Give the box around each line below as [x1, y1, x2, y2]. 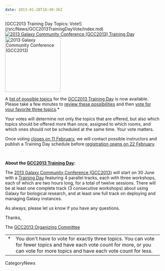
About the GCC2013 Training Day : [5, 160, 76, 166]
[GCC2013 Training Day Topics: [5, 21, 69, 27]
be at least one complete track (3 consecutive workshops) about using [5, 185, 148, 191]
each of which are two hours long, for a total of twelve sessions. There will [5, 180, 156, 186]
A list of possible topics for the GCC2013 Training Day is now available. [5, 96, 149, 102]
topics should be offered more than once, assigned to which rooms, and [5, 121, 151, 127]
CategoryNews [5, 260, 36, 266]
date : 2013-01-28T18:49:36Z [5, 7, 63, 12]
